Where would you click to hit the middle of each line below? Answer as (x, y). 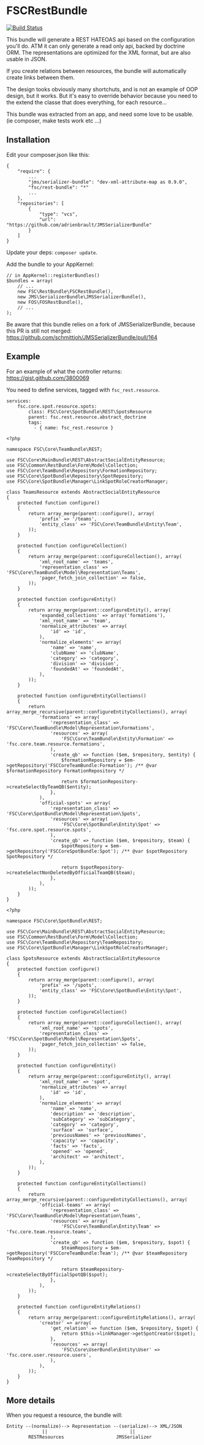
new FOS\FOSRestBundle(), (51, 302)
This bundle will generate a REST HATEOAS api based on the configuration (100, 39)
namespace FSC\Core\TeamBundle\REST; (55, 449)
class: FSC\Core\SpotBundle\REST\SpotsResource (90, 412)
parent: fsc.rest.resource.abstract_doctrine (88, 417)
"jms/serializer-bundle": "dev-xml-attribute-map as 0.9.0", (108, 182)
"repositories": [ (41, 203)
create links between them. (41, 77)
